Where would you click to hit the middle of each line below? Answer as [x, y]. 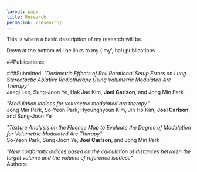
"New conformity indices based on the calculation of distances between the [99, 151]
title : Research [26, 17]
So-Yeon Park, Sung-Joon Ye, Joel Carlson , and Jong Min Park [83, 140]
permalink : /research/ [34, 22]
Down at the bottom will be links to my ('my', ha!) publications [81, 51]
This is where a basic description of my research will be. [75, 39]
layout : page [23, 11]
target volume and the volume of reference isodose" [70, 158]
